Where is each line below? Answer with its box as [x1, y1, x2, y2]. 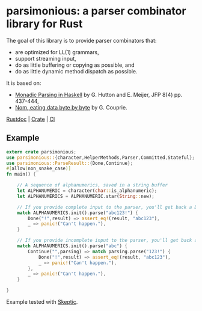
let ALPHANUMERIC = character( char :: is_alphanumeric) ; [17, 188, 158, 194]
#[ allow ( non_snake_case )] [6, 165, 71, 172]
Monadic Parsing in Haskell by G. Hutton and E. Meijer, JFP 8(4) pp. [14, 91, 183, 98]
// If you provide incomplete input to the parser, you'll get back [17, 238, 192, 244]
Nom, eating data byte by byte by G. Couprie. [14, 103, 127, 111]
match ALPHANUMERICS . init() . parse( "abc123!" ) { [17, 209, 138, 216]
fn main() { [6, 171, 36, 177]
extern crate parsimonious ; [6, 149, 77, 155]
